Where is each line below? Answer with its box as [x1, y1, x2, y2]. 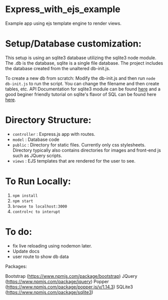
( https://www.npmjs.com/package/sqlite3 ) [5, 289, 93, 295]
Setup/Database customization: [5, 38, 142, 49]
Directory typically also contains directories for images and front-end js [12, 147, 161, 153]
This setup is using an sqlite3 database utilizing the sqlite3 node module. [5, 55, 156, 61]
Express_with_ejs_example [5, 4, 121, 15]
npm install [12, 193, 38, 198]
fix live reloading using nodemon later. [12, 242, 92, 248]
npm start [12, 198, 34, 204]
